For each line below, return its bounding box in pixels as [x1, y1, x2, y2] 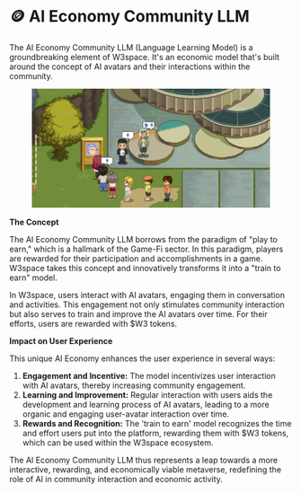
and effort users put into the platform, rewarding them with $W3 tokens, [22, 427, 289, 438]
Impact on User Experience [9, 335, 113, 346]
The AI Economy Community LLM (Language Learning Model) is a [9, 41, 253, 53]
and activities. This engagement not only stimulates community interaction [9, 299, 285, 310]
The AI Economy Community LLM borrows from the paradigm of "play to [9, 233, 279, 244]
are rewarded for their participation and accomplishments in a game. [9, 252, 263, 264]
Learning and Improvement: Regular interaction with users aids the [22, 389, 273, 400]
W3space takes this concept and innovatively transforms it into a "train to [9, 262, 281, 273]
